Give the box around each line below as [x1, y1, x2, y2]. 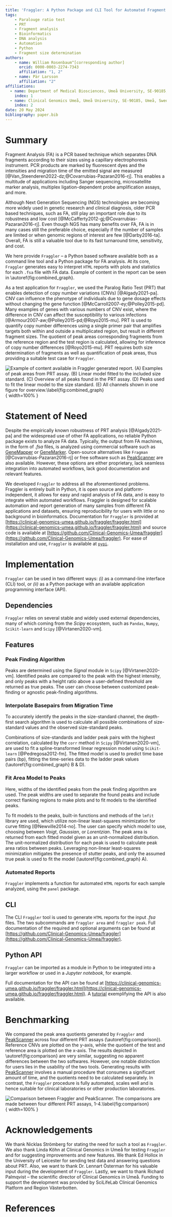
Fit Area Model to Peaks [5, 774, 66, 782]
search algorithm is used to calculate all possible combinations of [14, 719, 153, 725]
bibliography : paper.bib [5, 112, 58, 118]
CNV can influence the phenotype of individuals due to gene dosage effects [5, 295, 166, 301]
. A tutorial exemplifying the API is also [85, 991, 166, 997]
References [5, 1202, 55, 1214]
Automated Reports [5, 869, 55, 876]
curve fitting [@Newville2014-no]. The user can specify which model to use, [5, 823, 166, 829]
